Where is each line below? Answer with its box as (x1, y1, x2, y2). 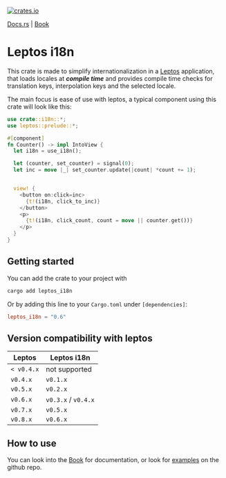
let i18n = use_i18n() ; (13, 147, 82, 155)
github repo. (7, 463, 42, 472)
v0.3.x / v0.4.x (46, 395, 95, 405)
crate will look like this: (7, 102, 72, 111)
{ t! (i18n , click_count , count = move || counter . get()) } (25, 217, 194, 224)
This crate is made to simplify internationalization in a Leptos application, (7, 66, 215, 75)
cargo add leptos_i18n (7, 287, 73, 294)
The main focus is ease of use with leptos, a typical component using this (7, 95, 216, 103)
